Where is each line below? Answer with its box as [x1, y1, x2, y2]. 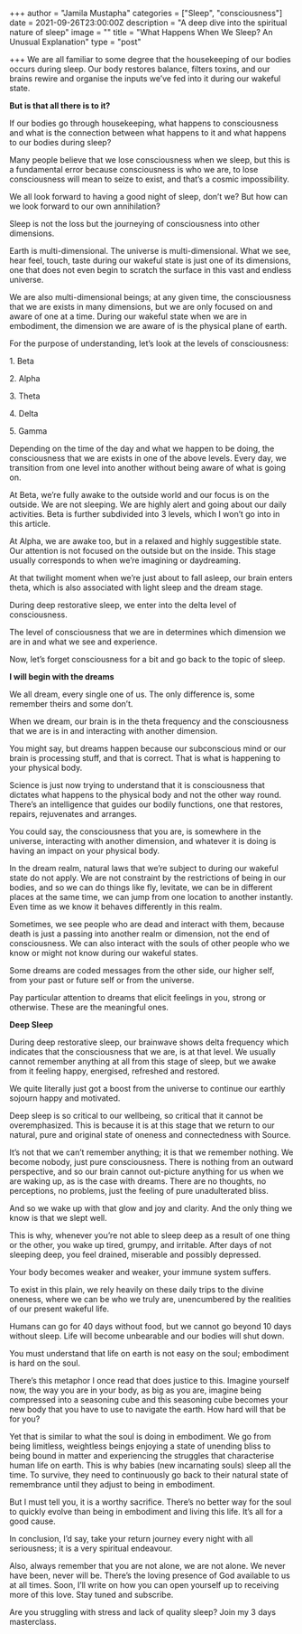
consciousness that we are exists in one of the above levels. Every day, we [9, 453, 287, 464]
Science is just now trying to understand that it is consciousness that [9, 780, 265, 790]
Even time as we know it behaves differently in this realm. [9, 901, 223, 912]
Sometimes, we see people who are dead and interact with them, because [9, 919, 286, 929]
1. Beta [9, 356, 34, 366]
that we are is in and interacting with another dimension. [9, 726, 218, 736]
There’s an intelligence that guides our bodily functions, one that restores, [9, 799, 284, 810]
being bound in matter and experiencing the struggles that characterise [9, 1451, 275, 1460]
